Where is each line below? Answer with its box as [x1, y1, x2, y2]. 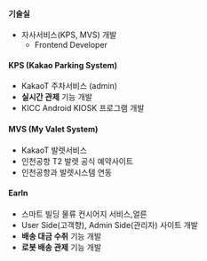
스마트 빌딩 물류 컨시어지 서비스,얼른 [20, 209, 147, 219]
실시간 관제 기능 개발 [20, 91, 92, 102]
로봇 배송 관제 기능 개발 [20, 241, 102, 252]
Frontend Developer [34, 40, 108, 51]
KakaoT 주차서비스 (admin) [20, 81, 117, 91]
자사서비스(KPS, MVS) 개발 [20, 29, 117, 40]
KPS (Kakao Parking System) [8, 59, 117, 70]
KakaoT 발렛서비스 [20, 145, 88, 155]
